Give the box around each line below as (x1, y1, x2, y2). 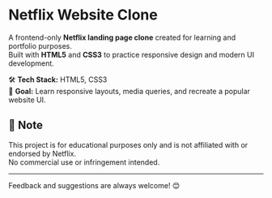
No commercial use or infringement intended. (8, 157, 160, 167)
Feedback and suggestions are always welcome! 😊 (8, 180, 181, 190)
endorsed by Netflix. (8, 148, 77, 158)
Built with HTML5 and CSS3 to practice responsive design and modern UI (8, 49, 255, 59)
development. (8, 58, 54, 68)
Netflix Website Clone (8, 6, 158, 24)
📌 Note (8, 118, 43, 132)
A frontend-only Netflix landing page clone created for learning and (8, 32, 236, 42)
